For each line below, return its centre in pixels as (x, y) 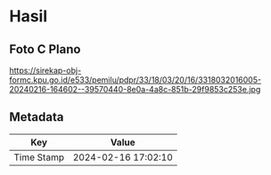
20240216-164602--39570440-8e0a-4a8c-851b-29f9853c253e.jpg (135, 89)
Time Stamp (39, 157)
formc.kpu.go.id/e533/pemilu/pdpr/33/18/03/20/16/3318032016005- (135, 80)
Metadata (37, 117)
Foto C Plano (45, 49)
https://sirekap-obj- (45, 70)
